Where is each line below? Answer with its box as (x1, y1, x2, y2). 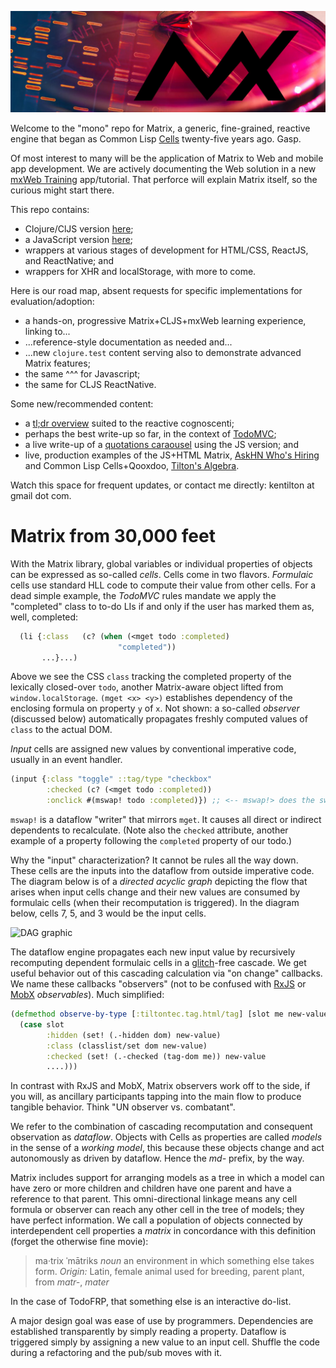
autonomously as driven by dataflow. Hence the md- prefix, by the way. (10, 1152, 305, 1165)
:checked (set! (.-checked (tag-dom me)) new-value (46, 1051, 267, 1061)
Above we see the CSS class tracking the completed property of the (10, 671, 292, 683)
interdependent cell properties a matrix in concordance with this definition (10, 1225, 317, 1237)
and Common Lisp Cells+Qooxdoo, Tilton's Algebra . (24, 459, 240, 471)
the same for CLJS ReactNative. (24, 378, 157, 390)
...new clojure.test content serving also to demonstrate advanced (24, 346, 302, 358)
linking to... (24, 325, 71, 337)
